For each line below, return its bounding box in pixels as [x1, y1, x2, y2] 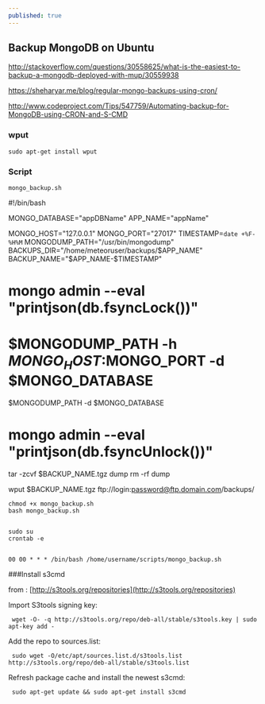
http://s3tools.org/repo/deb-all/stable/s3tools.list [8, 659, 190, 667]
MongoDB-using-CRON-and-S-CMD [8, 110, 129, 119]
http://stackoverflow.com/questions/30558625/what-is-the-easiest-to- [8, 62, 240, 72]
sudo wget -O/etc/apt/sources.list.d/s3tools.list [11, 652, 182, 660]
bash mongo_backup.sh [8, 506, 80, 515]
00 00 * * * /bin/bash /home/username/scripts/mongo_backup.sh [8, 555, 222, 563]
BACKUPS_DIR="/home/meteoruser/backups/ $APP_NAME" [8, 246, 204, 255]
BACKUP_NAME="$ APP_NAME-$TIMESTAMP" [8, 254, 163, 264]
